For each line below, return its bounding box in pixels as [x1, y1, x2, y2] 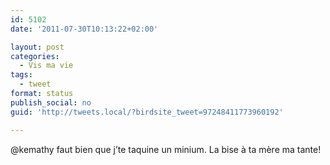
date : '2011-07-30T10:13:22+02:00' [10, 24, 159, 34]
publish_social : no [10, 97, 92, 108]
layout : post [10, 42, 65, 52]
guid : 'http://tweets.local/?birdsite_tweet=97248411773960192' [10, 107, 284, 117]
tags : [10, 70, 33, 80]
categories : [10, 51, 60, 61]
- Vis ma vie [19, 61, 74, 71]
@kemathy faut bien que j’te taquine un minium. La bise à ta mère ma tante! [10, 143, 322, 155]
